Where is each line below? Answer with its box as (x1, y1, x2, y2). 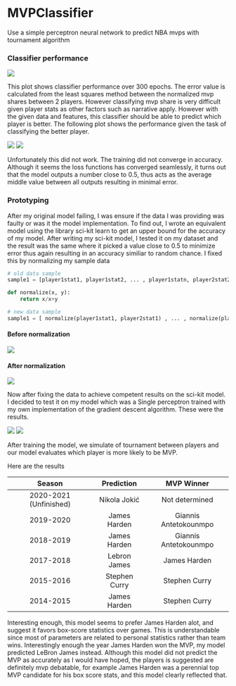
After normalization (7, 361, 65, 370)
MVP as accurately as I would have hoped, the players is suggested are (7, 656, 214, 664)
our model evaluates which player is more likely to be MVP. (7, 448, 178, 457)
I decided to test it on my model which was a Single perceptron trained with (7, 398, 226, 406)
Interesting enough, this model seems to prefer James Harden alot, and (7, 618, 214, 627)
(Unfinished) (29, 500, 72, 509)
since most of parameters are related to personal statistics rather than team (7, 633, 226, 642)
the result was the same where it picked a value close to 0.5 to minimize (7, 241, 216, 250)
